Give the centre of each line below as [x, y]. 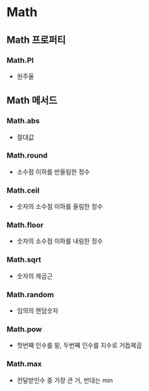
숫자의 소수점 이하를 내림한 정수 [59, 241]
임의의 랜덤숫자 [37, 311]
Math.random [30, 294]
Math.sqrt [24, 260]
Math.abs [23, 121]
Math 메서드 [32, 101]
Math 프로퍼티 [36, 40]
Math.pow [24, 329]
